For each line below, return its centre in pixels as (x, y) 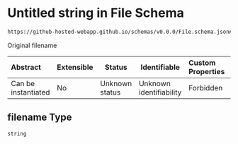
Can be (23, 83)
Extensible (75, 67)
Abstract (26, 67)
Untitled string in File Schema (96, 13)
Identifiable (160, 67)
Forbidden (206, 88)
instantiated (30, 92)
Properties (207, 71)
